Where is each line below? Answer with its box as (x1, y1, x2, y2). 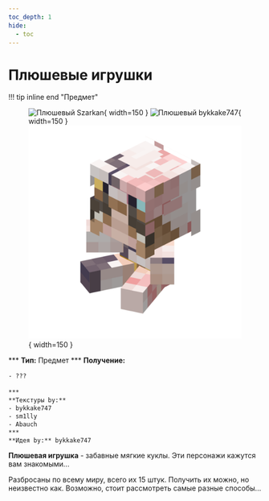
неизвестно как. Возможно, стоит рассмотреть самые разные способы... (8, 483, 262, 493)
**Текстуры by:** (8, 396, 67, 404)
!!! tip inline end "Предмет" (8, 93, 99, 102)
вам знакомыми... (8, 459, 70, 469)
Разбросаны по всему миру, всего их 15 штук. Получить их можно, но (8, 475, 250, 485)
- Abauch (8, 420, 38, 429)
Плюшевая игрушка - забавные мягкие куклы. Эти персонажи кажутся (8, 451, 256, 461)
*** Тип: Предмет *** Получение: (8, 355, 126, 366)
